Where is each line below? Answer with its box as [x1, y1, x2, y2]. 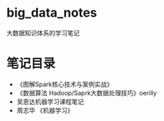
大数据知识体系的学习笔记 [6, 29, 80, 37]
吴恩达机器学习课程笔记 [16, 97, 84, 106]
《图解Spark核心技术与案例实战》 [16, 80, 113, 88]
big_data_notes [6, 5, 98, 21]
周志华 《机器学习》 [16, 106, 74, 114]
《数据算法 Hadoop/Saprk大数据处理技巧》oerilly [16, 88, 157, 97]
